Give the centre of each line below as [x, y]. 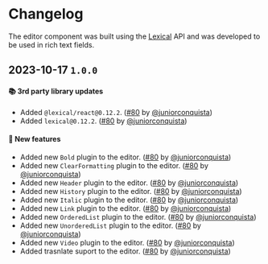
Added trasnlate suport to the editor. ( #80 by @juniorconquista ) [125, 251]
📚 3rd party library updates [56, 91]
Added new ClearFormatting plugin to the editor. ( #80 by [114, 165]
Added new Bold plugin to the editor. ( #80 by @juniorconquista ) [126, 157]
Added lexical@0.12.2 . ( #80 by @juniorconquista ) [103, 121]
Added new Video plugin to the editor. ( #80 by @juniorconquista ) [127, 242]
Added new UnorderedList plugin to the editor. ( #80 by [110, 225]
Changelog [46, 14]
